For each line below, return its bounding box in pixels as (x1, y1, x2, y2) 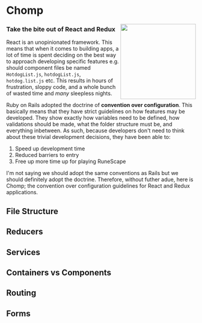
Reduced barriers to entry (14, 152, 79, 159)
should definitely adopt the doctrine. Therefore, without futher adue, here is (6, 176, 194, 183)
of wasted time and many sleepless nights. (6, 90, 112, 97)
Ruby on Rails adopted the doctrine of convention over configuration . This (6, 102, 192, 109)
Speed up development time (14, 145, 85, 152)
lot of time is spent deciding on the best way (6, 52, 116, 59)
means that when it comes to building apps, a (6, 45, 119, 52)
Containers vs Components (6, 268, 112, 278)
